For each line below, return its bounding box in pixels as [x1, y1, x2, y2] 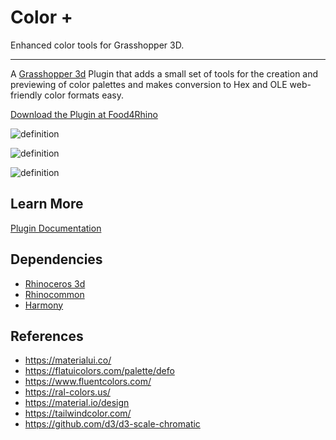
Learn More [10, 196, 84, 213]
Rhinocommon [24, 288, 85, 300]
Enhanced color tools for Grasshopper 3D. [10, 39, 185, 51]
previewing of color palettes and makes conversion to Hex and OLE [10, 78, 288, 90]
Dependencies [10, 251, 103, 268]
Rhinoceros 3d [24, 277, 86, 290]
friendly [10, 89, 43, 101]
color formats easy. [44, 89, 125, 101]
